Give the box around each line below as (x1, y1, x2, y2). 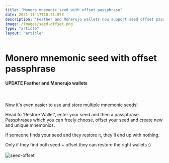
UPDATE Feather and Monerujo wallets (5, 80, 88, 86)
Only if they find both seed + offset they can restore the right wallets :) (5, 142, 151, 148)
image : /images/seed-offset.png (5, 21, 73, 27)
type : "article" (5, 26, 39, 31)
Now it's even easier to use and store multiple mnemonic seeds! (5, 102, 138, 108)
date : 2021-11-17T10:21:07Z (5, 12, 64, 17)
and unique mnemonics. (5, 122, 55, 128)
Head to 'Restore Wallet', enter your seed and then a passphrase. (5, 112, 140, 118)
